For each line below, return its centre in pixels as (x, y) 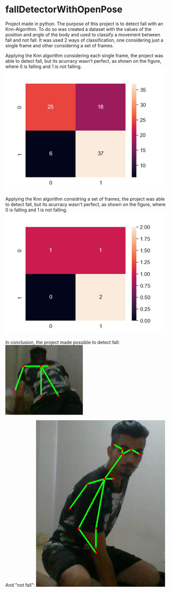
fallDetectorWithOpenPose (64, 10)
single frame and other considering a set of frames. (60, 45)
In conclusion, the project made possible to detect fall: (63, 342)
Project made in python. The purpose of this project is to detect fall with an (84, 24)
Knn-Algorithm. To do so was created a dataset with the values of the (79, 29)
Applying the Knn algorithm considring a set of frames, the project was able (85, 199)
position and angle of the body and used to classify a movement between (83, 34)
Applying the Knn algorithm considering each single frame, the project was (84, 56)
